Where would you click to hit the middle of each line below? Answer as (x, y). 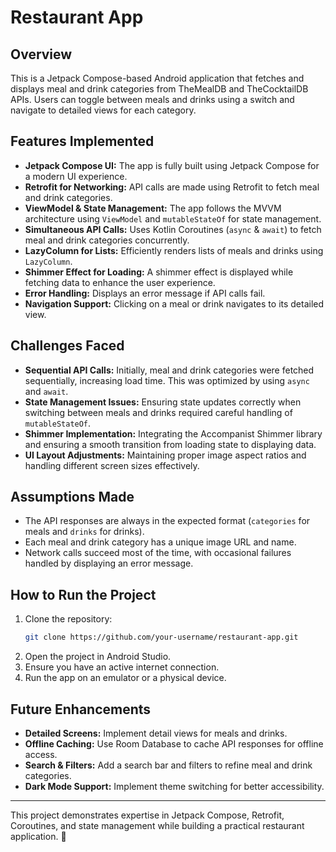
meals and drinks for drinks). (84, 532)
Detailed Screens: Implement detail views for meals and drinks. (156, 733)
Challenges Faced (67, 346)
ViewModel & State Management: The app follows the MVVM (153, 208)
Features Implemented (82, 141)
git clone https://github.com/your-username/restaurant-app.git (161, 637)
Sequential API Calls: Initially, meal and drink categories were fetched (169, 370)
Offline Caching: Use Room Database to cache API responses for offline (174, 743)
